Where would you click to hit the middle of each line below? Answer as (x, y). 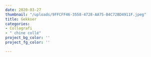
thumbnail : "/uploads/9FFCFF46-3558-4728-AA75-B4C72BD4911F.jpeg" (76, 14)
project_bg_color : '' (28, 38)
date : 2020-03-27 (23, 10)
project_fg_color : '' (28, 42)
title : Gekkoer (21, 19)
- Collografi (19, 28)
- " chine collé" (23, 33)
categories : (17, 24)
